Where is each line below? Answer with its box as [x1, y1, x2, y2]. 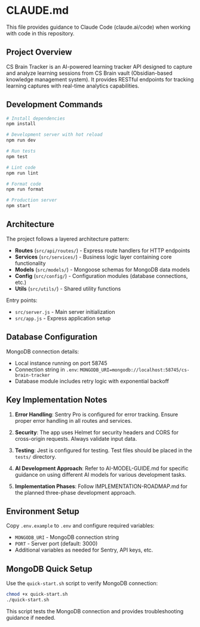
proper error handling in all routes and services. [14, 417, 133, 424]
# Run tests [6, 148, 36, 155]
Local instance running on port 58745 [14, 359, 107, 366]
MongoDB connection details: [6, 348, 79, 355]
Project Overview [6, 47, 72, 57]
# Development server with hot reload [6, 132, 103, 138]
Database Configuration [6, 332, 98, 342]
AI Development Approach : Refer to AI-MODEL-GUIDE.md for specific [14, 465, 189, 472]
